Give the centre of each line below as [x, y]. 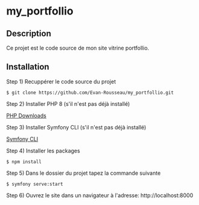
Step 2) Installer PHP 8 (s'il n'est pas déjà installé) [68, 103]
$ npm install [24, 161]
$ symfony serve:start [35, 184]
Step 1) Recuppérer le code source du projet [61, 81]
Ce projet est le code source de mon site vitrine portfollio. [78, 48]
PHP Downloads [26, 116]
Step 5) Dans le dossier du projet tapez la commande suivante [84, 173]
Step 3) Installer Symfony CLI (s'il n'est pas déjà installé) [76, 127]
